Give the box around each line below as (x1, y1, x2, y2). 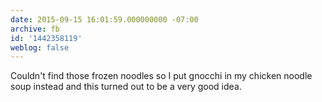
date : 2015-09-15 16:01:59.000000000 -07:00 (10, 14, 199, 25)
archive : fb (10, 24, 60, 34)
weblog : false (10, 42, 70, 53)
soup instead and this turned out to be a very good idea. (10, 81, 242, 93)
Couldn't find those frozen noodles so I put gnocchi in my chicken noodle (10, 70, 313, 82)
